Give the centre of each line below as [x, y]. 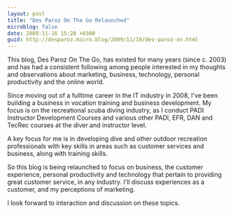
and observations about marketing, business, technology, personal [104, 75]
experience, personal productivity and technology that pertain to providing [115, 175]
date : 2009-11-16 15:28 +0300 [51, 33]
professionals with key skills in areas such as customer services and [106, 146]
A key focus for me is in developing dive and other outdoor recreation [107, 139]
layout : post [26, 14]
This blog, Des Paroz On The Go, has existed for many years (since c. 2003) [117, 59]
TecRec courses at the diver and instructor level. [77, 125]
